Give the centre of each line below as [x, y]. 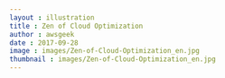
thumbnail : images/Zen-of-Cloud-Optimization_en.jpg [113, 59]
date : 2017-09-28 [44, 43]
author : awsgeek [42, 34]
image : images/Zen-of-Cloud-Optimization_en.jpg [105, 51]
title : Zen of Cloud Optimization [76, 26]
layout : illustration [52, 17]
